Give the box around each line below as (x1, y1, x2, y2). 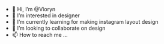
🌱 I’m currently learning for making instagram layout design (11, 18, 159, 25)
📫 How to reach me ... (11, 32, 68, 38)
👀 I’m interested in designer (11, 12, 80, 19)
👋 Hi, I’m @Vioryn (11, 6, 56, 12)
